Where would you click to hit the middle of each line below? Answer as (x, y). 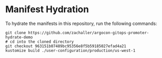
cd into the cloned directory (42, 42)
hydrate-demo (19, 37)
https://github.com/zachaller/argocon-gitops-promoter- (88, 33)
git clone (16, 33)
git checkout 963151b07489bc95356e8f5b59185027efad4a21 (66, 46)
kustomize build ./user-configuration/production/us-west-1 (71, 50)
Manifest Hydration (47, 9)
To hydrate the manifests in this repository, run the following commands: (81, 23)
